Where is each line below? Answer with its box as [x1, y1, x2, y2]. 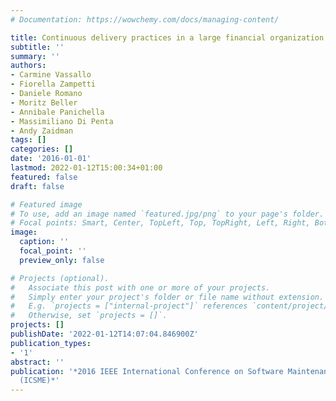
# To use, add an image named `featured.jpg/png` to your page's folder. [10, 209, 325, 219]
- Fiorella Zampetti [10, 79, 97, 90]
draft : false [10, 181, 65, 191]
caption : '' [19, 237, 70, 247]
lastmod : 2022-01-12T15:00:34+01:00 [10, 163, 163, 173]
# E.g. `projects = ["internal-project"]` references [10, 301, 248, 311]
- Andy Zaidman [10, 126, 74, 136]
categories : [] [10, 144, 74, 155]
